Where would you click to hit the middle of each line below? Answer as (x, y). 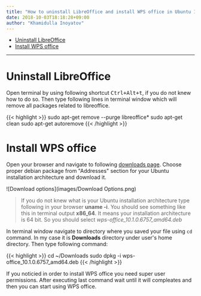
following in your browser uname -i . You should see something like (103, 207)
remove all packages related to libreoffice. (58, 106)
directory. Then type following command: (57, 244)
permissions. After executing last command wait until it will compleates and (99, 280)
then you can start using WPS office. (51, 286)
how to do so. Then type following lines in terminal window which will (92, 99)
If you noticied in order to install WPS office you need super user (86, 274)
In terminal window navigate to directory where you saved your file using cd (99, 231)
